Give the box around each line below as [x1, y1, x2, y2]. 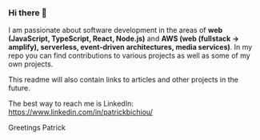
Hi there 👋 [8, 7, 48, 18]
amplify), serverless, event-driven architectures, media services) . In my [8, 42, 253, 52]
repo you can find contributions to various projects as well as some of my [8, 51, 250, 61]
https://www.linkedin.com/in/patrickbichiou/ [8, 107, 154, 117]
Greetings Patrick [8, 123, 66, 133]
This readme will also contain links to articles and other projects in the [8, 75, 238, 85]
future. [8, 83, 30, 93]
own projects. [8, 59, 54, 69]
